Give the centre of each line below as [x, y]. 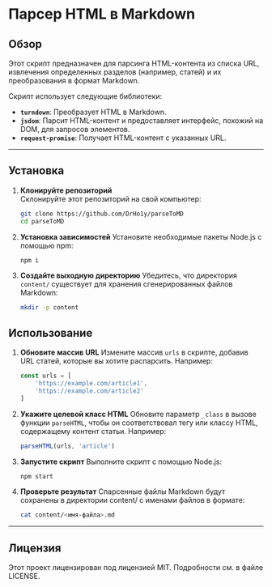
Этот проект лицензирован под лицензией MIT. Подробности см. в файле [136, 568]
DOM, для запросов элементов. [75, 129]
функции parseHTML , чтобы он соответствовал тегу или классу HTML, [139, 423]
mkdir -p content [49, 308]
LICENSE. [24, 576]
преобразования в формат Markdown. [74, 81]
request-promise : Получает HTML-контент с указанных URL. [123, 138]
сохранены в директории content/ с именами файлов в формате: [132, 500]
